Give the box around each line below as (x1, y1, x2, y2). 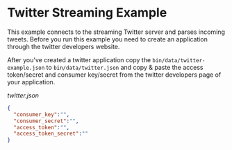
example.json (7, 64, 45, 71)
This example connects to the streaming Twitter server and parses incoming (7, 28, 226, 36)
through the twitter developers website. (7, 42, 120, 50)
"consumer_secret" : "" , (13, 118, 79, 124)
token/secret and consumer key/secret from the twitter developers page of (7, 71, 222, 79)
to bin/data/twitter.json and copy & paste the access (46, 63, 204, 71)
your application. (7, 77, 56, 86)
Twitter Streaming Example (7, 5, 167, 21)
